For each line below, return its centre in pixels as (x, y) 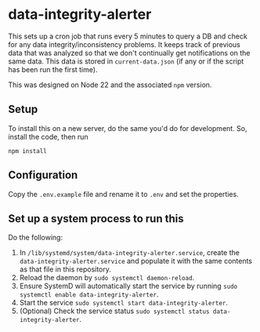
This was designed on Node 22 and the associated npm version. (110, 85)
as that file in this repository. (65, 269)
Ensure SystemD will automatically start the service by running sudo (128, 286)
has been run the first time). (53, 69)
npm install (27, 151)
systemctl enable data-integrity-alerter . (89, 294)
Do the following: (36, 238)
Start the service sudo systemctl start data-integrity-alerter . (124, 303)
